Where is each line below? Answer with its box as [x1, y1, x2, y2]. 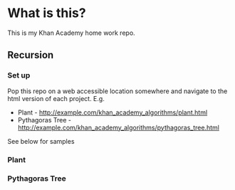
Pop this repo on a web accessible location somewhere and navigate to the [7, 87, 228, 95]
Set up [7, 70, 31, 80]
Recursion [7, 49, 54, 61]
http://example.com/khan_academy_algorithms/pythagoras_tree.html [17, 123, 219, 132]
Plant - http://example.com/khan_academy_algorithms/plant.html [17, 108, 208, 117]
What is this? [7, 5, 87, 21]
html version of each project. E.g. [7, 94, 105, 102]
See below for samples [7, 137, 75, 145]
